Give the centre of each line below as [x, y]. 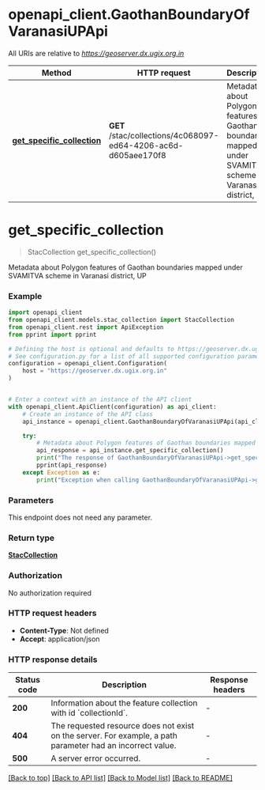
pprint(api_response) [72, 465]
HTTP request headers [52, 613]
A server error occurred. [96, 758]
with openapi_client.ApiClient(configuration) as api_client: [112, 406]
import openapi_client [45, 313]
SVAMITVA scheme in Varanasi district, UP [78, 275]
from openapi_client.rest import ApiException [86, 327]
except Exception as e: [62, 472]
